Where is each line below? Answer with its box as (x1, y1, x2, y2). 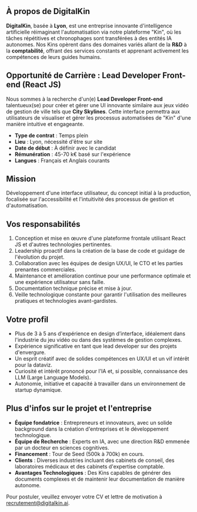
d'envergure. (14, 349, 46, 356)
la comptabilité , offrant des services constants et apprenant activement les (6, 47, 189, 54)
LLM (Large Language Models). (14, 374, 91, 381)
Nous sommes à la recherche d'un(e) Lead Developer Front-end (6, 95, 163, 103)
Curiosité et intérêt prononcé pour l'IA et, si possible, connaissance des (14, 368, 188, 375)
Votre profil (6, 314, 49, 325)
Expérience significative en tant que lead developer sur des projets (14, 343, 178, 350)
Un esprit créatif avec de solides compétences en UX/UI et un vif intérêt (14, 355, 189, 362)
